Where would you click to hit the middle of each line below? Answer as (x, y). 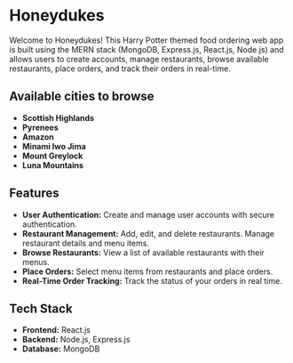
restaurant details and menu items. (85, 243)
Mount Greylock (52, 156)
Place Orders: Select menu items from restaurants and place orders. (147, 271)
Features (34, 194)
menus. (36, 262)
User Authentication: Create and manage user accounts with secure (148, 214)
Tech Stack (41, 308)
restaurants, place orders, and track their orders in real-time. (120, 69)
